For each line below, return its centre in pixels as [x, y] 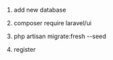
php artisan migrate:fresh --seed [60, 36]
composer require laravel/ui [52, 23]
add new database [40, 10]
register [25, 49]
